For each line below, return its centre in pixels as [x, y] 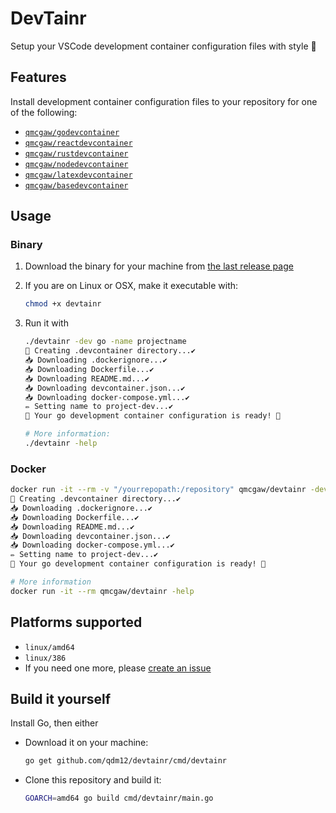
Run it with [46, 323]
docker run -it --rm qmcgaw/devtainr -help [102, 591]
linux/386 [45, 658]
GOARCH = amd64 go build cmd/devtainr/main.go [119, 798]
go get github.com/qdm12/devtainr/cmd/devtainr [125, 761]
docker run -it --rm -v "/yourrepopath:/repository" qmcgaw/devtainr [158, 490]
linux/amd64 [49, 647]
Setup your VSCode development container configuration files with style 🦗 [163, 46]
